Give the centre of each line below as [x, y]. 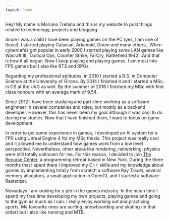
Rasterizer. [16, 181]
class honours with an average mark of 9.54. [51, 92]
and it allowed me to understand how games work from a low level [74, 143]
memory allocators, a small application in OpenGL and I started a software [82, 175]
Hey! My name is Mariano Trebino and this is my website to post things [79, 24]
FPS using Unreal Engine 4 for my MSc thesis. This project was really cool [82, 138]
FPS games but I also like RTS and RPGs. [48, 66]
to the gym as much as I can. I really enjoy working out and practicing [77, 201]
